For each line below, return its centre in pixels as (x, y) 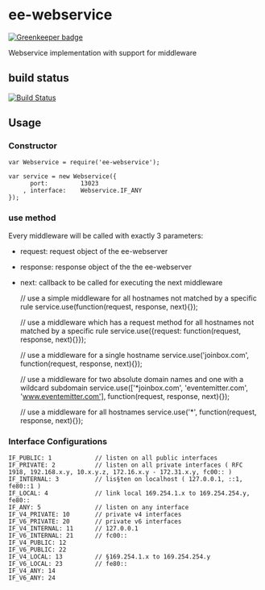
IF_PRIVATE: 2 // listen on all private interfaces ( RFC (126, 465)
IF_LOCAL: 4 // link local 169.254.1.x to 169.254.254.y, (129, 493)
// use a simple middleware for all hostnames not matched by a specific (139, 298)
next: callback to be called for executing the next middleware (121, 282)
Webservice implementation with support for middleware (103, 52)
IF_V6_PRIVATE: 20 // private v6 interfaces (95, 521)
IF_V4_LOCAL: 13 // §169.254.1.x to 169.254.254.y (110, 557)
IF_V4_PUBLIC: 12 (37, 543)
